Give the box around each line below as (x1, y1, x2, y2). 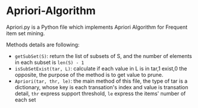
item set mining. (6, 29, 46, 36)
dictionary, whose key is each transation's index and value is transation (14, 83, 189, 90)
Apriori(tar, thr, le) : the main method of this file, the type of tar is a (14, 77, 188, 85)
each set (14, 96, 37, 103)
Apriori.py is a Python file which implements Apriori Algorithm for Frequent (6, 23, 188, 31)
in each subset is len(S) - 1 (14, 59, 85, 66)
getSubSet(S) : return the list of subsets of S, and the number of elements (14, 52, 192, 59)
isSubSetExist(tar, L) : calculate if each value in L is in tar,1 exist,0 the (14, 65, 187, 72)
